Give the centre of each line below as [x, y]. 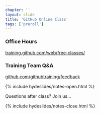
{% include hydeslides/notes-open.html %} [50, 86]
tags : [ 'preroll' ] [24, 24]
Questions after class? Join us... [38, 96]
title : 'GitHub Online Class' [37, 19]
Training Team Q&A [29, 66]
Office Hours [21, 42]
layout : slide [20, 15]
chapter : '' [18, 10]
